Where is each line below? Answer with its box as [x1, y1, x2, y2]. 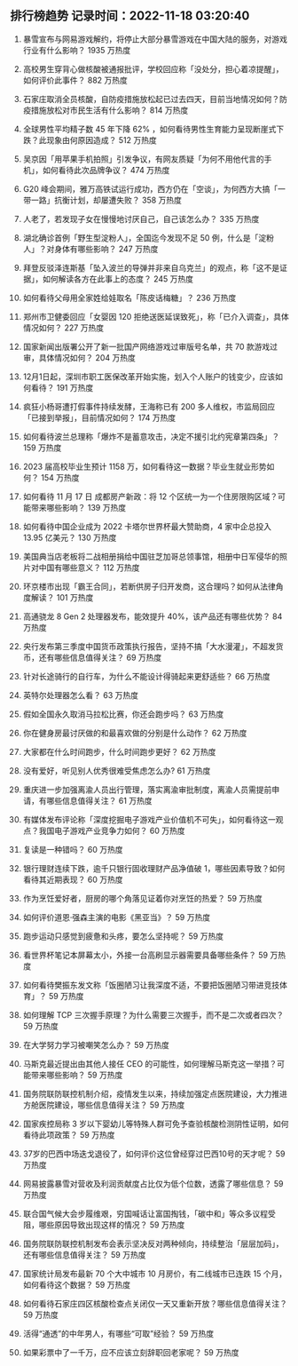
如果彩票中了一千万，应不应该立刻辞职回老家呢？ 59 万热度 [22, 1346, 239, 1357]
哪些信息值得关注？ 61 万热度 [46, 795, 153, 806]
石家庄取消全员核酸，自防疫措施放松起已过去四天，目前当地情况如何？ [22, 93, 280, 104]
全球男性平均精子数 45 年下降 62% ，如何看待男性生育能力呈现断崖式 [22, 123, 277, 134]
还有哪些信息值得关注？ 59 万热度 [22, 1249, 146, 1259]
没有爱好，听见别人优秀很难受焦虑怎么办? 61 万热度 [22, 765, 211, 775]
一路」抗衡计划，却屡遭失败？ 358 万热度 [30, 195, 183, 205]
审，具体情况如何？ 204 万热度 [22, 352, 137, 362]
